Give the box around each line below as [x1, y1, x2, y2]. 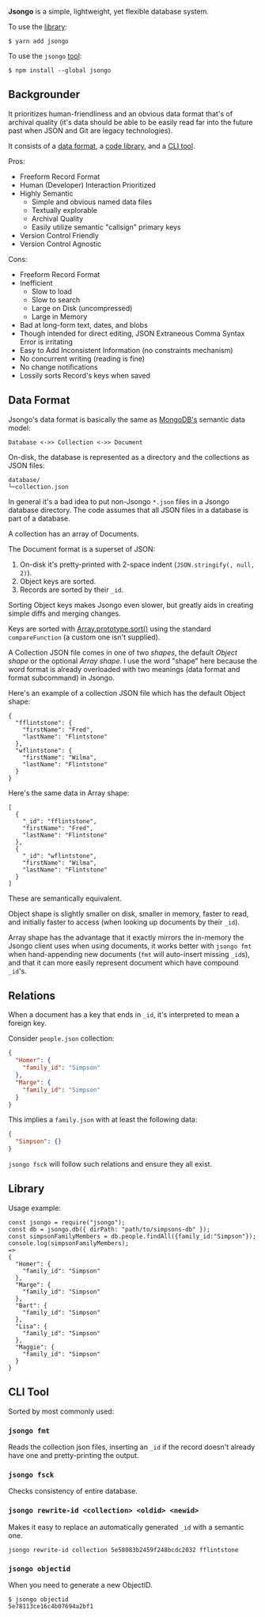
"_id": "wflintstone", [22, 852, 97, 860]
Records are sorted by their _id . [19, 585, 124, 594]
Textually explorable [31, 205, 97, 214]
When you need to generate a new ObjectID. [8, 1580, 153, 1589]
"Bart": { [15, 1301, 47, 1309]
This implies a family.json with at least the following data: [8, 1115, 198, 1125]
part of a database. [8, 514, 70, 523]
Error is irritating [19, 336, 74, 347]
